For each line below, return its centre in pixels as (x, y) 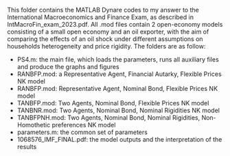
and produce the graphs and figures (68, 67)
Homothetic (34, 125)
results (27, 147)
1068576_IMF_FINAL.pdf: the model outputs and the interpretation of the (119, 139)
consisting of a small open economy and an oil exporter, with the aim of (108, 31)
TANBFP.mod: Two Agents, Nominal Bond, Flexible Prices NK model (113, 103)
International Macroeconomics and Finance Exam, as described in (101, 17)
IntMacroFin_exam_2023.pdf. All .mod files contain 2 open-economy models (115, 24)
